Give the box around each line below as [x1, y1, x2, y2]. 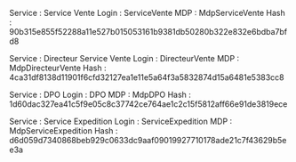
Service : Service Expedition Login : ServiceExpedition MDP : [9, 116, 233, 126]
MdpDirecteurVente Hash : [9, 62, 107, 73]
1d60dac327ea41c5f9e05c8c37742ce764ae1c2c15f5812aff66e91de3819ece [9, 99, 288, 109]
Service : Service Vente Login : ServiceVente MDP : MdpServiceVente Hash [9, 8, 286, 18]
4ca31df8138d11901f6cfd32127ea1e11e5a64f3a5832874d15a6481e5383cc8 [9, 72, 284, 83]
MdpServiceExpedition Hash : [9, 126, 118, 136]
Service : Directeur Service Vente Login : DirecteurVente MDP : [9, 53, 240, 63]
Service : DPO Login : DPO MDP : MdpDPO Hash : [9, 89, 191, 100]
